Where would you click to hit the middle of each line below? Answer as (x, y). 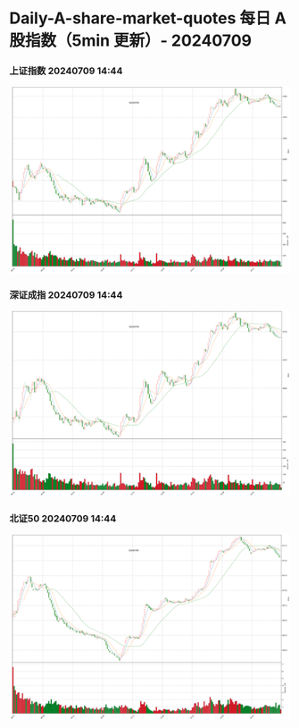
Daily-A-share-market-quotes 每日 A (148, 18)
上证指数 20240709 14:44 (66, 71)
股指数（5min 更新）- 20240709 (131, 41)
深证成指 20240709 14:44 (66, 294)
